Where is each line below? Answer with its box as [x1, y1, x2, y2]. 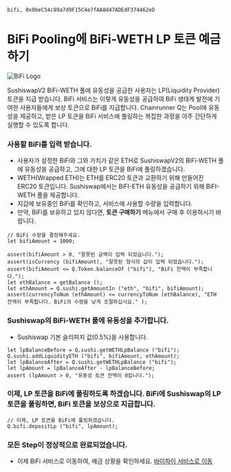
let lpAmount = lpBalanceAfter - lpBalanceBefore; [7, 365, 155, 371]
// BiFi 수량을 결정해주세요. [7, 232, 81, 239]
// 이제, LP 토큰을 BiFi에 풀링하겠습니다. [7, 417, 115, 424]
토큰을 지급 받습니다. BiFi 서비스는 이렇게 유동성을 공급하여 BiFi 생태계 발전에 [7, 94, 213, 103]
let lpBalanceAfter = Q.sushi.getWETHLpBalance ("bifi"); [7, 358, 177, 365]
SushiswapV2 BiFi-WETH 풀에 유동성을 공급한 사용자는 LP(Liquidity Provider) [7, 86, 220, 94]
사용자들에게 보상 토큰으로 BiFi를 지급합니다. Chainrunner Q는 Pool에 [19, 103, 208, 112]
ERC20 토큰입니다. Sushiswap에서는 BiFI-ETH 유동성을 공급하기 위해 [16, 183, 205, 191]
